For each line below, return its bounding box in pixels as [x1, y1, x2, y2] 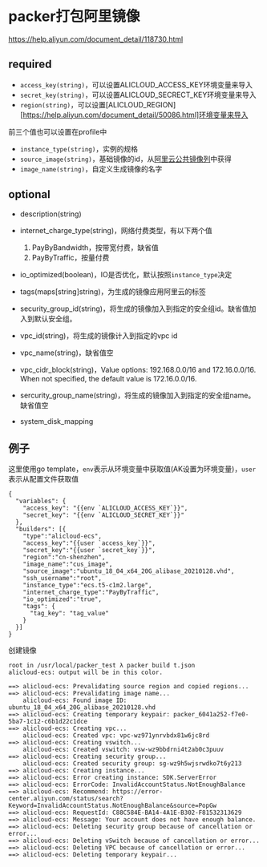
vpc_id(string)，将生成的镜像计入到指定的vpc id [19, 330, 178, 341]
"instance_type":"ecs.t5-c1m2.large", [22, 582, 152, 590]
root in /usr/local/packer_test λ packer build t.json [8, 662, 196, 670]
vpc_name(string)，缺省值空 [19, 348, 114, 357]
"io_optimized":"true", [22, 595, 103, 603]
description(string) [19, 209, 82, 219]
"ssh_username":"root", [22, 575, 103, 583]
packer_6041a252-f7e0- [173, 711, 249, 719]
